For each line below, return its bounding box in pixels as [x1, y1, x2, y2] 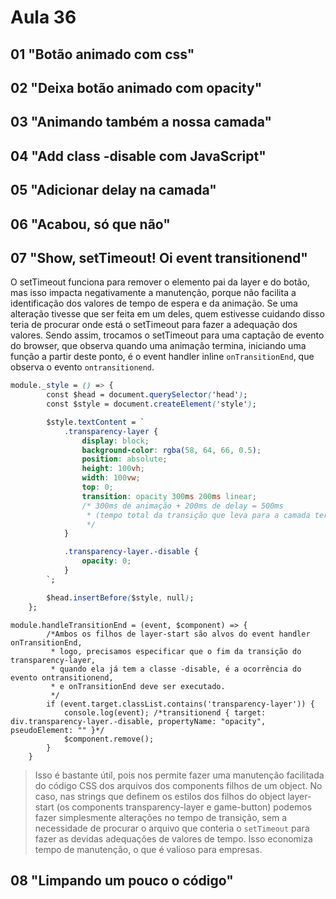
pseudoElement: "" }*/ [10, 725, 105, 735]
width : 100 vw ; [81, 473, 141, 483]
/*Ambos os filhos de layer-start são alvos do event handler [46, 629, 311, 639]
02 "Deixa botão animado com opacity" [10, 79, 263, 96]
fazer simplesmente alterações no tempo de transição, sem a [34, 811, 288, 823]
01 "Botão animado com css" [10, 46, 195, 63]
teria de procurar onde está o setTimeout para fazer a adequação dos [10, 319, 298, 331]
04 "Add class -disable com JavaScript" [10, 147, 267, 165]
